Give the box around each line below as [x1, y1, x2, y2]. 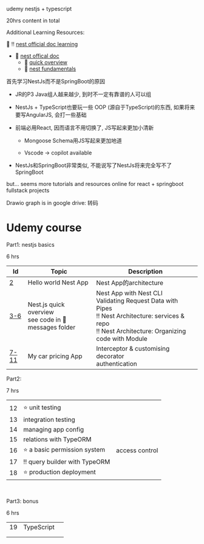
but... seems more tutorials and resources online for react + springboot [6, 181, 184, 187]
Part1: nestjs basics [6, 241, 55, 248]
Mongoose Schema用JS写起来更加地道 [24, 137, 123, 144]
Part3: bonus [6, 497, 39, 504]
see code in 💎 [27, 315, 67, 324]
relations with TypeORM [23, 435, 92, 443]
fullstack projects [6, 187, 50, 194]
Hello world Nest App [27, 278, 89, 286]
